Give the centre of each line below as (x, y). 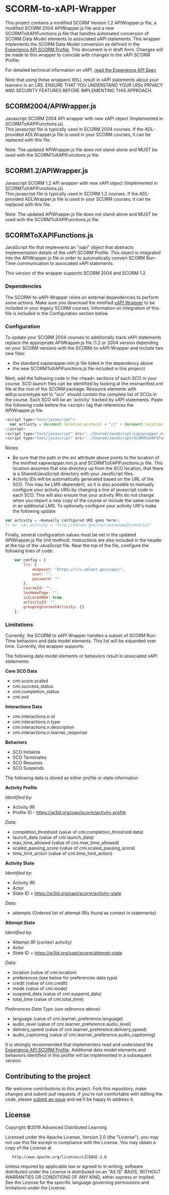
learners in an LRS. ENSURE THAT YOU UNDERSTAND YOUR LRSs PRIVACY (84, 85)
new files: (15, 353)
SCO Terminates (29, 757)
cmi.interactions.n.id (34, 716)
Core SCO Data (21, 671)
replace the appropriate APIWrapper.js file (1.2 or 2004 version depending (82, 343)
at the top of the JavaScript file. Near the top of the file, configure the (77, 546)
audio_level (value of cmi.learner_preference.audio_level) (72, 1024)
